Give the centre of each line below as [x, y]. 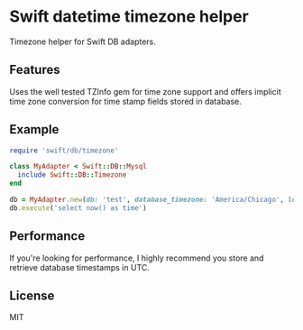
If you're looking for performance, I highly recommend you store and [137, 258]
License [32, 296]
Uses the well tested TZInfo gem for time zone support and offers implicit [145, 91]
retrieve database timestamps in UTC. [80, 267]
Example [34, 129]
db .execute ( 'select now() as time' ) [78, 208]
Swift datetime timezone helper [129, 17]
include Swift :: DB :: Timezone [72, 175]
